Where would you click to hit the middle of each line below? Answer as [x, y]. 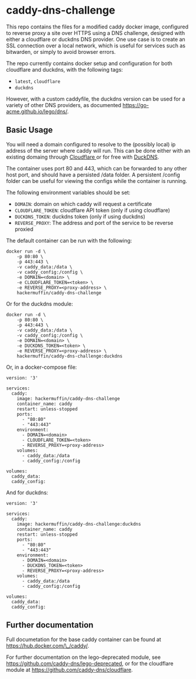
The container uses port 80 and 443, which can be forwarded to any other [97, 168]
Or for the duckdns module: [40, 304]
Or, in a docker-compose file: [42, 367]
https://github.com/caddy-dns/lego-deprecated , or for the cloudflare [90, 663]
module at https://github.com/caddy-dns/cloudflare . [69, 670]
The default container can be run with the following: [69, 240]
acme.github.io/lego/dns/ [37, 111]
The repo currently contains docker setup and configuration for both [89, 63]
